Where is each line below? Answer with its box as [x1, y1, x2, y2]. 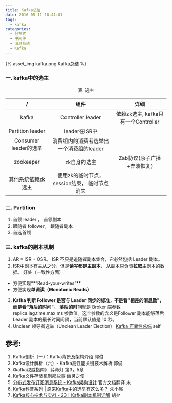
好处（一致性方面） [23, 269, 64, 275]
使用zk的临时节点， [57, 172, 104, 179]
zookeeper [14, 158, 40, 165]
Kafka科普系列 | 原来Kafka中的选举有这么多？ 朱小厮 [12, 386, 124, 392]
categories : [5, 27, 31, 32]
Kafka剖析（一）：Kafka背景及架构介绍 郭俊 [12, 354, 104, 360]
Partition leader [8, 127, 46, 134]
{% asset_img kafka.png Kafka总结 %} [5, 60, 87, 67]
